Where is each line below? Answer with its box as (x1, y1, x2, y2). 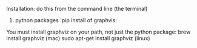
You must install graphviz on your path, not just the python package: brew (6, 28, 191, 35)
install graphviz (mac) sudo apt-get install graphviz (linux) (6, 35, 150, 41)
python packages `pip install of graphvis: (15, 17, 117, 23)
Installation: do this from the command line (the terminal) (6, 5, 148, 12)
